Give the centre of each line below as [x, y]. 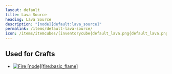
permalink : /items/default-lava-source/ [49, 29]
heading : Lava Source [28, 19]
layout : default [23, 10]
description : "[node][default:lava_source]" [53, 24]
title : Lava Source [26, 15]
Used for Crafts [30, 54]
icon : [11, 33]
